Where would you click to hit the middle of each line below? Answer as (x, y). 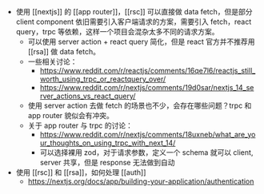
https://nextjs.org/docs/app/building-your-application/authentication (141, 181)
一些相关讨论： (52, 61)
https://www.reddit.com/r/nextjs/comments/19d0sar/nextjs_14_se (147, 87)
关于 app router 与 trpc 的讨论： (80, 125)
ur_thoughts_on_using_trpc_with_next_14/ (108, 143)
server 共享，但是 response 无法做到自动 (107, 162)
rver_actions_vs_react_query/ (88, 96)
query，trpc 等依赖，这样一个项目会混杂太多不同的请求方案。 (117, 32)
